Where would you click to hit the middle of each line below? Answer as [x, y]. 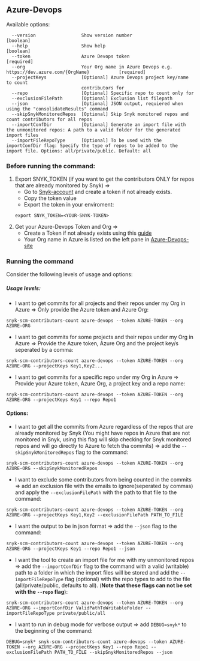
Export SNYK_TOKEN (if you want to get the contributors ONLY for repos [104, 179]
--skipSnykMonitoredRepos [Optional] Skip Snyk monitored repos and [100, 114]
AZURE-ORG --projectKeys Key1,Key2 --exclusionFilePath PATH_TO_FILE [95, 515]
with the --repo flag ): [41, 591]
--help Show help [59, 46]
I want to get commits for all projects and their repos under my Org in [100, 303]
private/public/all [81, 613]
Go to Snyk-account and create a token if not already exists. [98, 192]
